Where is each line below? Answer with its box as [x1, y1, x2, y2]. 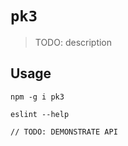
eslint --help [10, 109, 70, 119]
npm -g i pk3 [10, 92, 65, 102]
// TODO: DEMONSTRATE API [10, 127, 118, 137]
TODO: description [34, 36, 113, 48]
